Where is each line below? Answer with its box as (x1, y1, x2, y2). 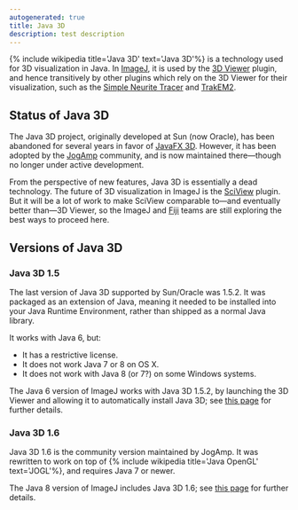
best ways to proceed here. (9, 215, 110, 225)
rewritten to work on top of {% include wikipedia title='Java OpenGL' (9, 456, 259, 467)
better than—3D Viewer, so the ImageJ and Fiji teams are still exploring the (9, 205, 282, 216)
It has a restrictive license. (21, 349, 118, 360)
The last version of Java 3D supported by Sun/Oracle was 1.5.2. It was (9, 286, 266, 297)
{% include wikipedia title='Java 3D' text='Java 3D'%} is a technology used (9, 54, 284, 65)
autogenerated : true (9, 12, 86, 22)
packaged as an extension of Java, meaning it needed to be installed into (9, 296, 277, 307)
